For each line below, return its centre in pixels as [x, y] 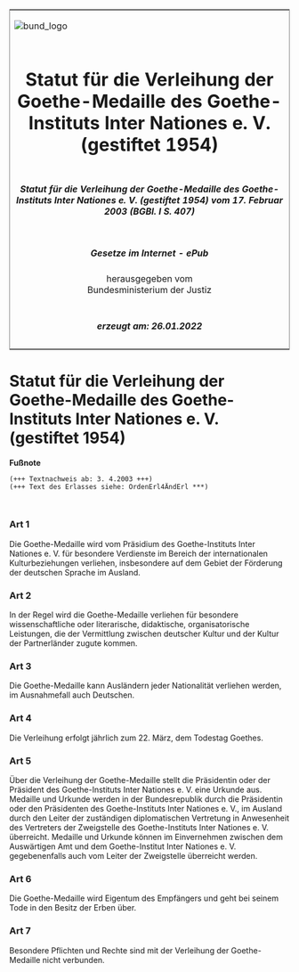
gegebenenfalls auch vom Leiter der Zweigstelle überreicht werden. [133, 855]
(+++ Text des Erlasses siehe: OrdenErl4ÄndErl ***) [109, 486]
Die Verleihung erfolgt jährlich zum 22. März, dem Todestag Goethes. [137, 738]
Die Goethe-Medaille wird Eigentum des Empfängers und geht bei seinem [144, 898]
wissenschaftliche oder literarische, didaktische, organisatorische [129, 625]
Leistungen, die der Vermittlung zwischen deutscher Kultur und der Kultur [144, 634]
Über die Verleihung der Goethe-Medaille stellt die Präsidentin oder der [140, 780]
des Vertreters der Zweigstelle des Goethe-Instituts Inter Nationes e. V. [139, 827]
